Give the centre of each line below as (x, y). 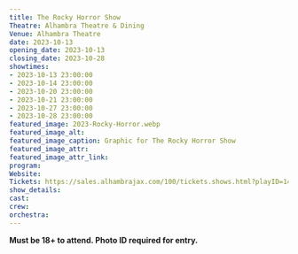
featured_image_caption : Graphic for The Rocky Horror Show (123, 141)
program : (25, 165)
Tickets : (25, 182)
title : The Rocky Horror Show (65, 17)
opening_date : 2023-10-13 (57, 50)
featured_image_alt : (47, 133)
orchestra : (29, 215)
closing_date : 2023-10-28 (57, 58)
